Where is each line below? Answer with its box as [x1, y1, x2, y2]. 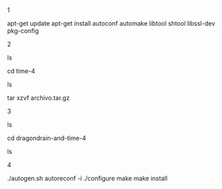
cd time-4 [7, 67, 36, 75]
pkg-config [7, 27, 39, 35]
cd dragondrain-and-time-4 [7, 134, 86, 142]
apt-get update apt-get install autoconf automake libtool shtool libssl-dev [7, 19, 216, 27]
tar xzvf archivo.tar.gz [7, 93, 71, 102]
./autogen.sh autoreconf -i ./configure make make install [7, 174, 168, 182]
